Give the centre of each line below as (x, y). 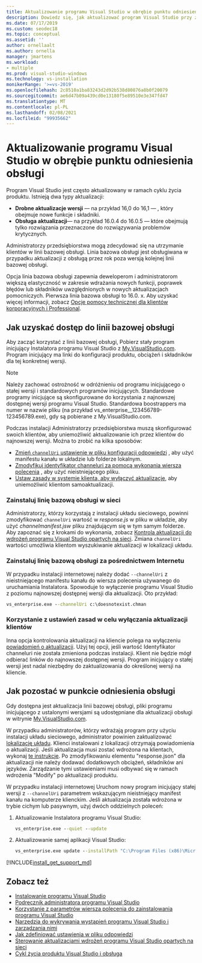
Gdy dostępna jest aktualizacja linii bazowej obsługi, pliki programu (89, 706)
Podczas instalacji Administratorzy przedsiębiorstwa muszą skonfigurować (99, 428)
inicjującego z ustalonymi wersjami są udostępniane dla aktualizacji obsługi (99, 712)
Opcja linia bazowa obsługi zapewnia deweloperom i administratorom (92, 276)
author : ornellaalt (31, 46)
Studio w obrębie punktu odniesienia (100, 161)
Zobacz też (28, 881)
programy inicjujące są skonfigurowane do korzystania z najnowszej (91, 397)
